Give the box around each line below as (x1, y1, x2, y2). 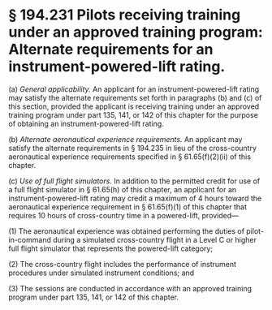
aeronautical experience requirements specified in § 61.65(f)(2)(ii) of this (8, 152, 252, 161)
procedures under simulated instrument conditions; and (8, 268, 195, 278)
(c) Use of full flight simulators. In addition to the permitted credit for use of (8, 176, 261, 186)
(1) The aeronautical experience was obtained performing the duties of (8, 226, 245, 236)
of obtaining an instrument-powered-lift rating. (8, 118, 164, 128)
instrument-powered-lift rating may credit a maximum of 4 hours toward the (8, 193, 262, 203)
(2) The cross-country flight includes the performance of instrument (8, 259, 237, 269)
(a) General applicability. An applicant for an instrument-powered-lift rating (8, 84, 260, 94)
